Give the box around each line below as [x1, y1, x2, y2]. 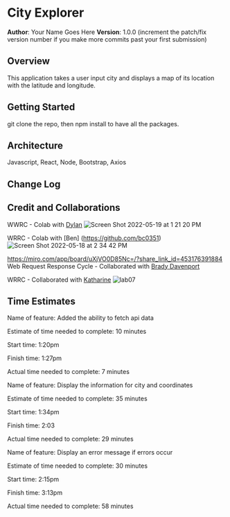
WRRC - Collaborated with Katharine [7, 276, 112, 284]
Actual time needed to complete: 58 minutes [7, 502, 134, 511]
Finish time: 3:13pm [7, 489, 63, 497]
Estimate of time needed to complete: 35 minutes [7, 394, 148, 403]
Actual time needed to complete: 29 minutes [7, 435, 134, 443]
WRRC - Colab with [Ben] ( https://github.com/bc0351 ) [7, 234, 161, 242]
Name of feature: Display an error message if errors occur [7, 448, 173, 457]
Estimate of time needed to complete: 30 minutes [7, 461, 148, 470]
